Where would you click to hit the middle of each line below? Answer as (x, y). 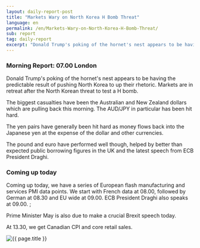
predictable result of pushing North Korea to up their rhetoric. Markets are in (100, 85)
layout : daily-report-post (40, 12)
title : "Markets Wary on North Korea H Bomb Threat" (73, 17)
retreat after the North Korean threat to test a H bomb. (72, 91)
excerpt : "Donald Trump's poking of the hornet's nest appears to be (94, 45)
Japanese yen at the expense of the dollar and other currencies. (85, 133)
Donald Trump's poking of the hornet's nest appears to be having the (91, 78)
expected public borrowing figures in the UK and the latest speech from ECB (100, 151)
